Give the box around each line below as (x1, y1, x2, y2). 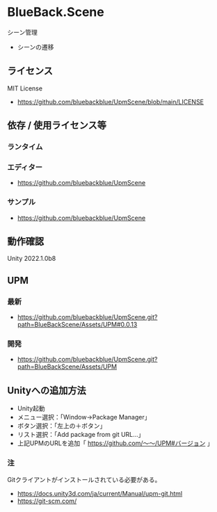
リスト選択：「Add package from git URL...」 (17, 431, 145, 439)
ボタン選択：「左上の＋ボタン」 (17, 422, 106, 430)
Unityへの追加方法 (7, 384, 86, 397)
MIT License (7, 84, 43, 93)
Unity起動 (17, 404, 45, 413)
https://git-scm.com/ (17, 497, 77, 505)
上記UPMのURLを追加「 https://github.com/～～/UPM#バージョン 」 (17, 439, 214, 447)
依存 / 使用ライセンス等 (7, 120, 106, 131)
